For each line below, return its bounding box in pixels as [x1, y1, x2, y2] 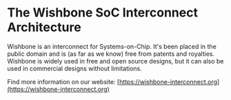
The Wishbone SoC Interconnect [7, 5, 199, 21]
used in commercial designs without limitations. [7, 64, 143, 72]
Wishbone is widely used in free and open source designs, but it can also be [7, 57, 224, 65]
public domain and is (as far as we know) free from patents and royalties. [7, 50, 215, 58]
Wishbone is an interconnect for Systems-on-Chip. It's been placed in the [7, 42, 217, 50]
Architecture [7, 19, 81, 35]
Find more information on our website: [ [7, 77, 120, 86]
